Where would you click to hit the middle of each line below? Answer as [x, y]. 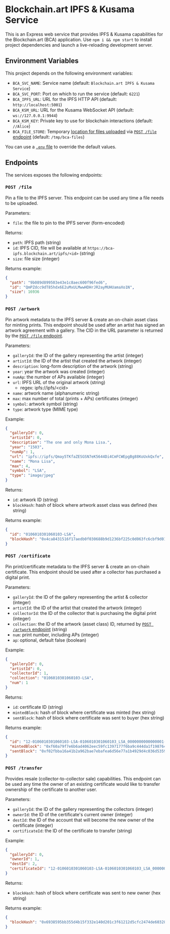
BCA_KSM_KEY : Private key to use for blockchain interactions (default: [83, 121]
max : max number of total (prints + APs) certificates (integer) [75, 398]
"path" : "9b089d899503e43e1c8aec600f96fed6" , [59, 283]
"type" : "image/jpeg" [33, 475]
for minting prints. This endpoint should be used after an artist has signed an [85, 325]
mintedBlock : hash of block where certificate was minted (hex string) [84, 712]
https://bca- [101, 248]
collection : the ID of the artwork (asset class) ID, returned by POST [82, 624]
